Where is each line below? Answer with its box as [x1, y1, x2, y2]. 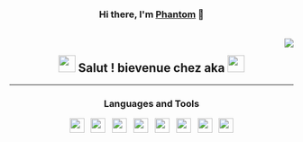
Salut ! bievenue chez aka [78, 60, 225, 75]
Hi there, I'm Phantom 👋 [98, 8, 205, 21]
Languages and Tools [103, 98, 200, 111]
